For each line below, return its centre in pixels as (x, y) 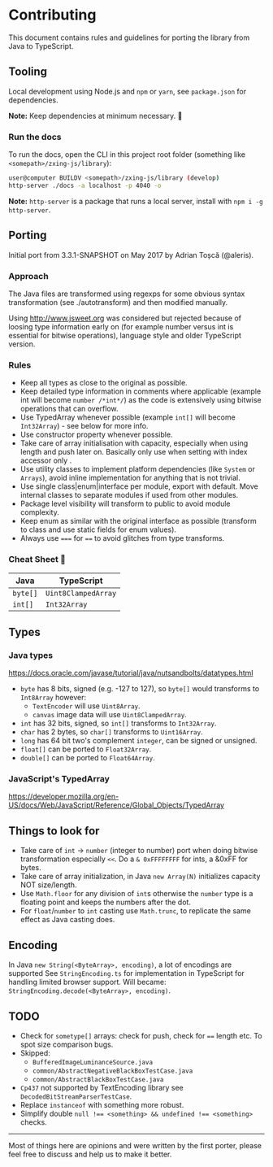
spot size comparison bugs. (67, 1044)
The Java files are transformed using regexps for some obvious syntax (127, 294)
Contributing (52, 15)
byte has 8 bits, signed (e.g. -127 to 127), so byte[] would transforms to (140, 689)
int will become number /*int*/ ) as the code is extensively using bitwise (141, 400)
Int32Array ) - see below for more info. (84, 426)
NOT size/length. (48, 885)
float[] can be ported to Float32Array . (86, 749)
